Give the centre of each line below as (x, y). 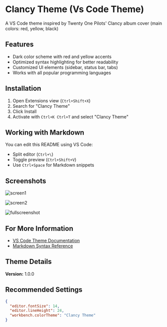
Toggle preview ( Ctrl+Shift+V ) (44, 160)
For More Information (39, 228)
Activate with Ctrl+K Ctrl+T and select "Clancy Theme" (70, 116)
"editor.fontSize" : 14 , (35, 306)
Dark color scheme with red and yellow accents (62, 56)
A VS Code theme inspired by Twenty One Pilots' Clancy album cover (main (84, 23)
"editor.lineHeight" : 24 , (37, 311)
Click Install (24, 111)
